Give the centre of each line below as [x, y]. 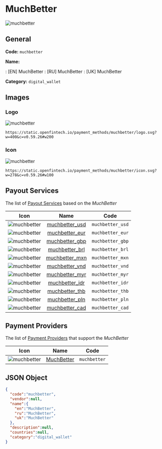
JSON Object [26, 377]
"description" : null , [32, 428]
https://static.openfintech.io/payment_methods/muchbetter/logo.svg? [81, 133]
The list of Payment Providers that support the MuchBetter [67, 338]
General [18, 39]
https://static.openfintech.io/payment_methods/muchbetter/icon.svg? [81, 170]
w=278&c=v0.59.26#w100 [29, 175]
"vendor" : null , [26, 399]
